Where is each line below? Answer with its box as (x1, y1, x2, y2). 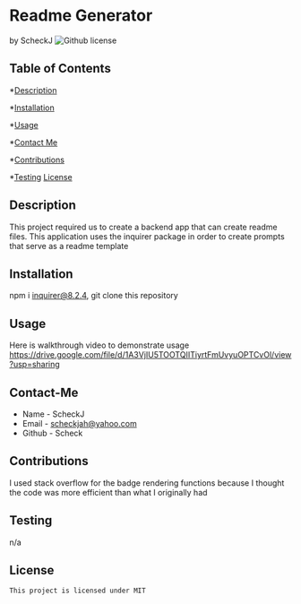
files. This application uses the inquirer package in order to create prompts (9, 230, 285, 242)
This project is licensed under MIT (9, 586, 146, 596)
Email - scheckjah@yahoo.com (21, 418, 137, 428)
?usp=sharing (9, 359, 60, 370)
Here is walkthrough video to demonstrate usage (9, 340, 190, 350)
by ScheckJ (9, 35, 54, 46)
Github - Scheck (21, 427, 83, 438)
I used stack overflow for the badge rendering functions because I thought (9, 477, 285, 488)
